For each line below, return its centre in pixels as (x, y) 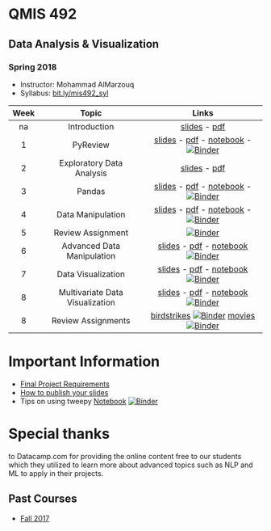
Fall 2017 (35, 518)
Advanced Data (91, 246)
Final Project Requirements (65, 384)
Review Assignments (91, 320)
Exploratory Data (91, 162)
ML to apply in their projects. (56, 473)
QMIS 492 (43, 14)
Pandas (91, 191)
